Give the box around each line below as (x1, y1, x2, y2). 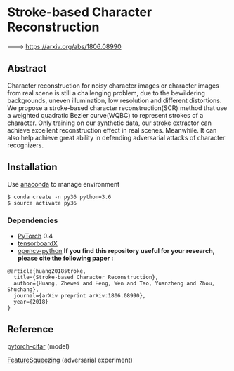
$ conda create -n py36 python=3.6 (7, 194, 112, 201)
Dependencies (7, 215, 58, 225)
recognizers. (7, 141, 44, 149)
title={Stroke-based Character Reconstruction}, (13, 274, 159, 281)
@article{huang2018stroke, (7, 267, 86, 274)
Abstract (7, 62, 47, 74)
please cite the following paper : (17, 254, 114, 262)
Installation (7, 161, 58, 173)
